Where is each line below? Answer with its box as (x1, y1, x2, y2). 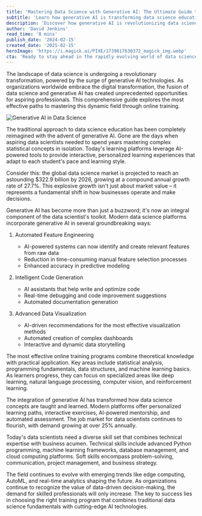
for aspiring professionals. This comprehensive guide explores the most (6, 96, 185, 103)
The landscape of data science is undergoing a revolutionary (6, 70, 157, 77)
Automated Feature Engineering (14, 231, 94, 238)
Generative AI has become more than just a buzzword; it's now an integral (6, 206, 189, 214)
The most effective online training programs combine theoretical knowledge (6, 352, 194, 359)
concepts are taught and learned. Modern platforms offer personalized (6, 402, 182, 410)
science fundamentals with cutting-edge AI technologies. (6, 503, 148, 510)
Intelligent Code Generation (14, 274, 84, 281)
